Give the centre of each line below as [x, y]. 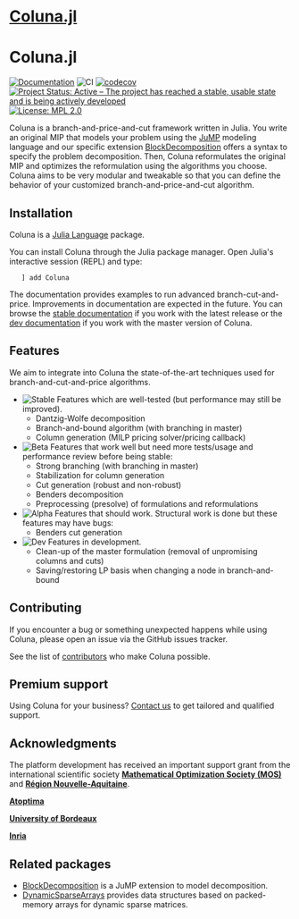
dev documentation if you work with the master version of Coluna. [131, 323]
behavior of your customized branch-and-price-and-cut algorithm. [132, 185]
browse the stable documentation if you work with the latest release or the [146, 313]
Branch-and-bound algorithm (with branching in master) [139, 427]
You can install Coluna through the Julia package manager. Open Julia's [141, 251]
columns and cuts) [70, 561]
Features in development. [95, 542]
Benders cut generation [79, 532]
